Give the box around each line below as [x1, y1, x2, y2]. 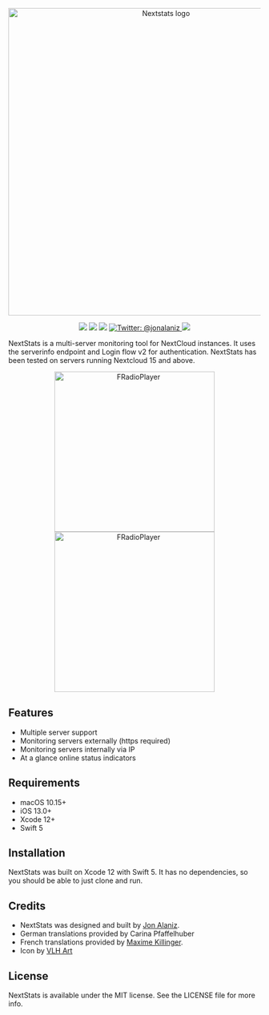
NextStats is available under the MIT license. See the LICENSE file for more [8, 990, 256, 1001]
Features [8, 706, 54, 720]
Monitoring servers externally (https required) [19, 735, 171, 745]
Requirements [8, 776, 80, 790]
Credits [8, 899, 46, 912]
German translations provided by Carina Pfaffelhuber [19, 929, 195, 939]
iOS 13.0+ [19, 806, 52, 816]
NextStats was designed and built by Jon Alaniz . [19, 920, 180, 930]
